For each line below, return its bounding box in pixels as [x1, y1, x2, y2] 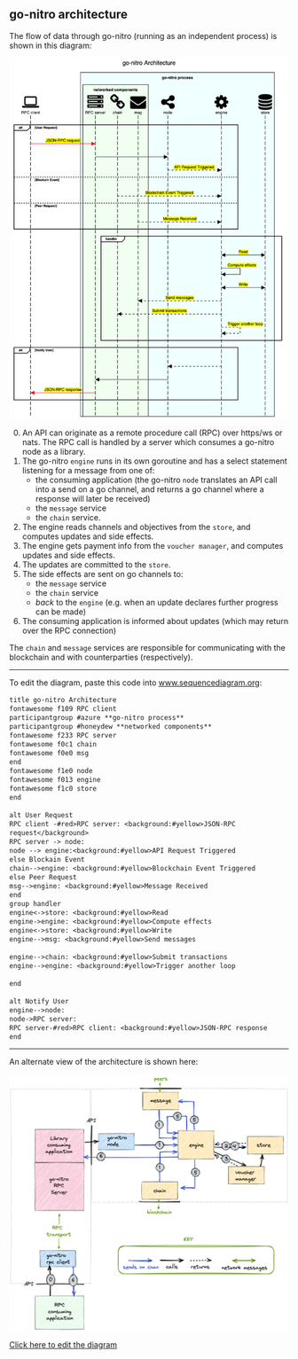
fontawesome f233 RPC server [9, 730, 117, 739]
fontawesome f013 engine [9, 775, 101, 784]
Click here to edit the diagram [9, 1339, 118, 1350]
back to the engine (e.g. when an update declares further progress [35, 597, 278, 607]
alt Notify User [9, 996, 69, 1005]
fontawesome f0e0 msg [9, 748, 90, 757]
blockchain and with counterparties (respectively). [9, 652, 193, 662]
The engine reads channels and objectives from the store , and [21, 521, 251, 532]
